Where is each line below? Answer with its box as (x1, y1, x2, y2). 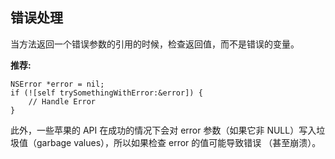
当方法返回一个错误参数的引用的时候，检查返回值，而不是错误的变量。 (10, 38, 300, 50)
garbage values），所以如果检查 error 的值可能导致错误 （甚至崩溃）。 (36, 136, 322, 148)
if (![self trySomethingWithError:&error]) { (10, 88, 203, 98)
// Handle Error (28, 96, 97, 107)
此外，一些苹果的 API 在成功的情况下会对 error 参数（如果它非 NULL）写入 (10, 124, 317, 136)
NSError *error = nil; (10, 79, 105, 89)
